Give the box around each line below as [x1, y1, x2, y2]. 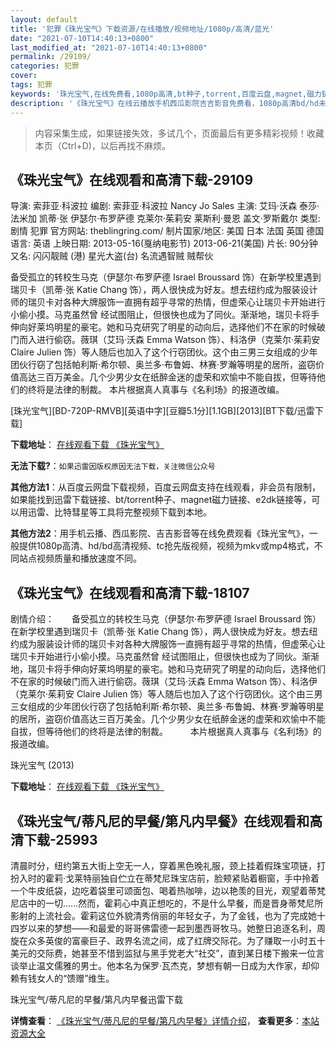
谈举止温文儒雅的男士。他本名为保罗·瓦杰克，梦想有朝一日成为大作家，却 [10, 959, 312, 971]
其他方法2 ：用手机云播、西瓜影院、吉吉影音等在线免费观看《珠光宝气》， [10, 527, 310, 540]
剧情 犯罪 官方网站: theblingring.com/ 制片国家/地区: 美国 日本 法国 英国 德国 [10, 225, 325, 237]
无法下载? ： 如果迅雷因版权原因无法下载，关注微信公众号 [10, 460, 216, 472]
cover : [10, 71, 38, 81]
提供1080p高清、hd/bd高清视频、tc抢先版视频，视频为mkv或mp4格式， [18, 540, 315, 552]
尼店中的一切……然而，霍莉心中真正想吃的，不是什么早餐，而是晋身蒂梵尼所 [10, 897, 324, 909]
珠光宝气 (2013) [10, 759, 75, 771]
